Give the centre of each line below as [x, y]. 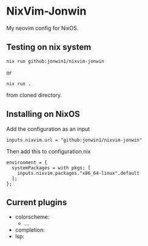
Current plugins [37, 202]
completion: [30, 230]
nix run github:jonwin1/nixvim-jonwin [55, 61]
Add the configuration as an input [48, 128]
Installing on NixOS [43, 114]
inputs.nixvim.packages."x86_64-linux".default [78, 173]
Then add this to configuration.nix [49, 151]
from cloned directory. [34, 95]
